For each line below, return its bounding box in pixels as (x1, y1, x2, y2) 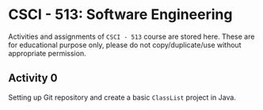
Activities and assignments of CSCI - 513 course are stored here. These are (8, 32, 255, 41)
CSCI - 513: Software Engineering (8, 6, 233, 24)
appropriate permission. (8, 48, 86, 58)
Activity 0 (8, 71, 58, 85)
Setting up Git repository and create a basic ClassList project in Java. (8, 93, 236, 102)
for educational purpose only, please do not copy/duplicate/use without (8, 40, 242, 49)
